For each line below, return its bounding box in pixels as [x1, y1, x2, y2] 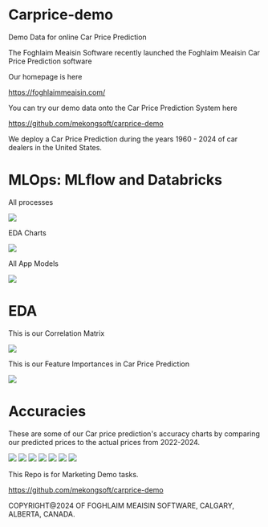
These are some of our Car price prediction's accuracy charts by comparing [8, 428, 261, 439]
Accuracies [8, 402, 87, 420]
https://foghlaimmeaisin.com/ [8, 87, 106, 97]
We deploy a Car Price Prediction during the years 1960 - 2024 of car [8, 134, 238, 144]
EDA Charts [8, 227, 47, 238]
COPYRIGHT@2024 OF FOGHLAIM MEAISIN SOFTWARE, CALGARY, [8, 500, 235, 510]
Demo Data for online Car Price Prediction [8, 32, 147, 42]
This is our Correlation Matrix [8, 328, 105, 338]
